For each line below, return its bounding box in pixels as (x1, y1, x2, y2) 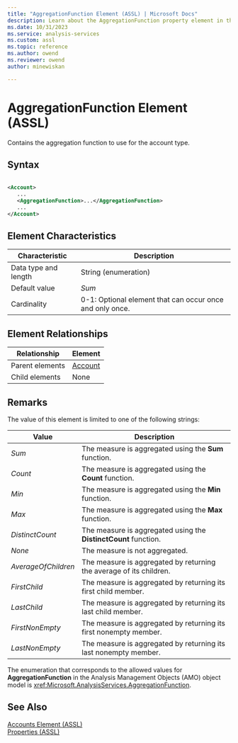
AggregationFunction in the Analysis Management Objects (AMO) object (7, 674, 221, 682)
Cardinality (11, 299, 47, 309)
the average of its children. (81, 566, 171, 576)
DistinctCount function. (81, 534, 161, 544)
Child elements (11, 373, 61, 382)
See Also (7, 701, 47, 713)
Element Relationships (7, 327, 108, 340)
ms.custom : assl (7, 37, 55, 44)
